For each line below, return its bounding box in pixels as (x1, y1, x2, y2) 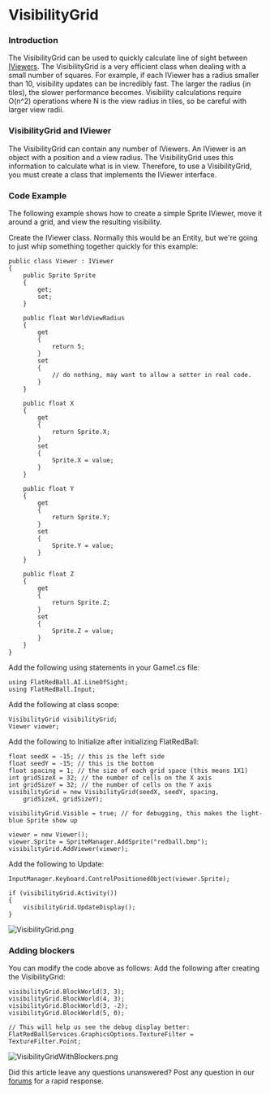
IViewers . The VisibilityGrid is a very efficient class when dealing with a (8, 62, 246, 72)
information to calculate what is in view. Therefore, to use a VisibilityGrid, (8, 161, 252, 171)
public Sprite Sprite (23, 271, 96, 280)
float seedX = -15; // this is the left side (8, 753, 165, 761)
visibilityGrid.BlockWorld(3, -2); (8, 1002, 129, 1010)
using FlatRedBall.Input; (8, 685, 96, 694)
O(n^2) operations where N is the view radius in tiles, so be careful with (8, 96, 247, 106)
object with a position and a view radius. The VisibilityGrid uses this (8, 152, 234, 162)
